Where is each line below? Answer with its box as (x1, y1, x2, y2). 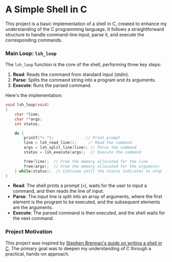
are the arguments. (12, 204, 53, 211)
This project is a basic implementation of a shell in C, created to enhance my (5, 21, 167, 27)
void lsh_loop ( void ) (5, 102, 50, 107)
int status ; (14, 121, 40, 126)
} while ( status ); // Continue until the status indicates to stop (14, 169, 162, 174)
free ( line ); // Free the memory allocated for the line (24, 159, 148, 164)
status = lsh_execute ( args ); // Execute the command (24, 150, 141, 155)
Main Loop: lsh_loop (5, 50, 57, 57)
